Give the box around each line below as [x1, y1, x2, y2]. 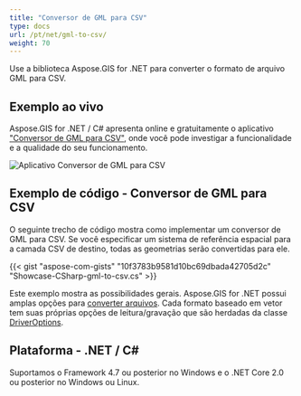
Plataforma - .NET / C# [9, 343, 140, 358]
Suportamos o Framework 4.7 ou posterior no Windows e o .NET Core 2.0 [9, 367, 285, 378]
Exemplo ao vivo [9, 99, 104, 114]
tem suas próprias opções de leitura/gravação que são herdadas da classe [9, 306, 287, 317]
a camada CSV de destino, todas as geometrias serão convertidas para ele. [9, 243, 291, 254]
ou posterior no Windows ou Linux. [9, 376, 140, 387]
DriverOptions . [9, 316, 64, 327]
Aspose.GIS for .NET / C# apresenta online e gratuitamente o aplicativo [9, 123, 274, 134]
